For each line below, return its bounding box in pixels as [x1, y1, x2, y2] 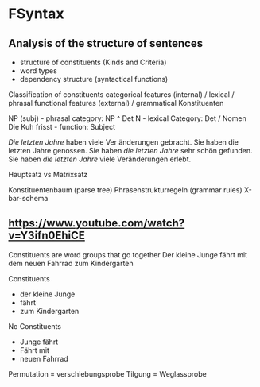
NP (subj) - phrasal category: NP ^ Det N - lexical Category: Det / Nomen [8, 114, 246, 123]
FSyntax [8, 5, 64, 23]
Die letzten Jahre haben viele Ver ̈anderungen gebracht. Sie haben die [8, 137, 239, 147]
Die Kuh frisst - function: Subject [8, 122, 115, 131]
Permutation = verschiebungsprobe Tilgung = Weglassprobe [8, 369, 207, 378]
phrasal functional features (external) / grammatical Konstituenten [8, 99, 224, 107]
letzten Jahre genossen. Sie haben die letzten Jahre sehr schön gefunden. [8, 146, 253, 155]
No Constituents [8, 321, 62, 331]
